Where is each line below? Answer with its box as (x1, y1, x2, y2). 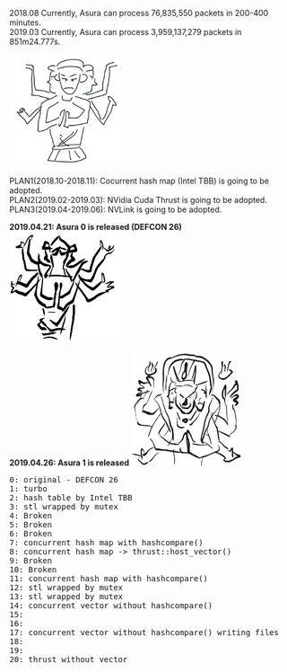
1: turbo (9, 484, 48, 493)
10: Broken (9, 565, 57, 574)
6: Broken (9, 529, 52, 538)
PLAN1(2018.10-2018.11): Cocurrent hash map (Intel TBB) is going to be (9, 175, 269, 186)
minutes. (9, 17, 42, 28)
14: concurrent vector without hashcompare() (9, 601, 213, 610)
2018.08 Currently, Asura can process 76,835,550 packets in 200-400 (9, 8, 269, 18)
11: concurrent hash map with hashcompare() (9, 574, 209, 583)
